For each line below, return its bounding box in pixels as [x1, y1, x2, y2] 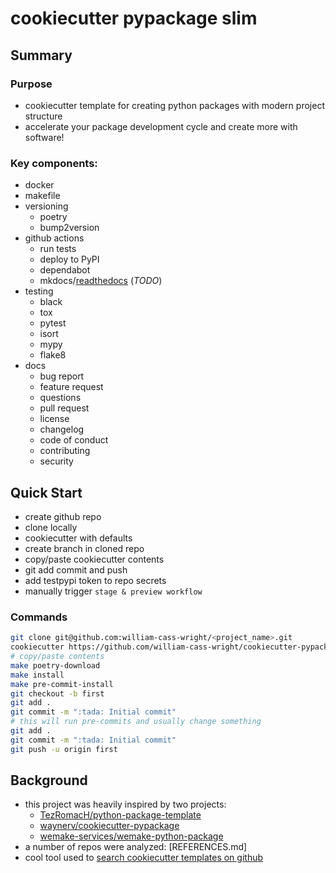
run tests [39, 243, 77, 255]
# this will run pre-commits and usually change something [10, 717, 262, 727]
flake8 [39, 349, 67, 361]
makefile [24, 190, 61, 202]
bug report [39, 370, 85, 382]
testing [24, 285, 54, 297]
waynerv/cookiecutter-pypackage [39, 820, 180, 832]
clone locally [24, 521, 78, 533]
